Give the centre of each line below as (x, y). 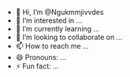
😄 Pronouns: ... (41, 57)
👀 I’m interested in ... (49, 20)
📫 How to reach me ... (52, 46)
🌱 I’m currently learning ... (58, 29)
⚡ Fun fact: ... (37, 66)
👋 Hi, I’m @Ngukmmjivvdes (59, 12)
